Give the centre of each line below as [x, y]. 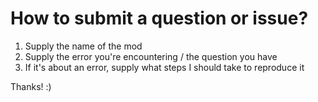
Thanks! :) [31, 86]
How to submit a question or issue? [159, 18]
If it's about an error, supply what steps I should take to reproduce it [164, 67]
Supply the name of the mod [83, 46]
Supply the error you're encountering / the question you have [151, 56]
